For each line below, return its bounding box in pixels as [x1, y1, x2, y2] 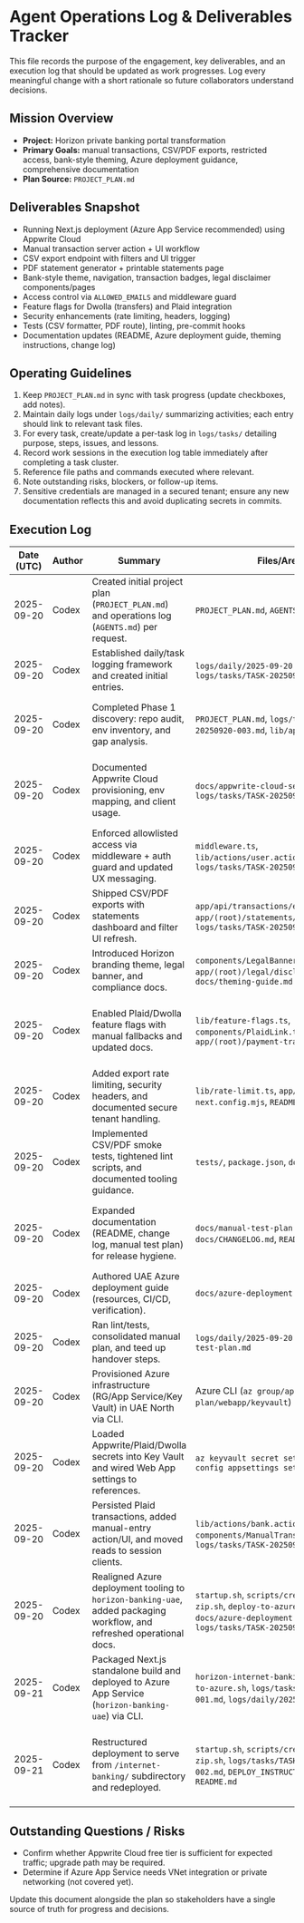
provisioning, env [91, 784, 166, 797]
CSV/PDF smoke [91, 1139, 163, 1151]
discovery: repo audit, [91, 713, 185, 725]
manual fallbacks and [91, 1030, 183, 1043]
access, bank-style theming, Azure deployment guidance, [22, 154, 238, 165]
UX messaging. [91, 872, 157, 885]
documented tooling [91, 1172, 178, 1185]
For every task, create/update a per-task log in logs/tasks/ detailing [22, 428, 278, 439]
